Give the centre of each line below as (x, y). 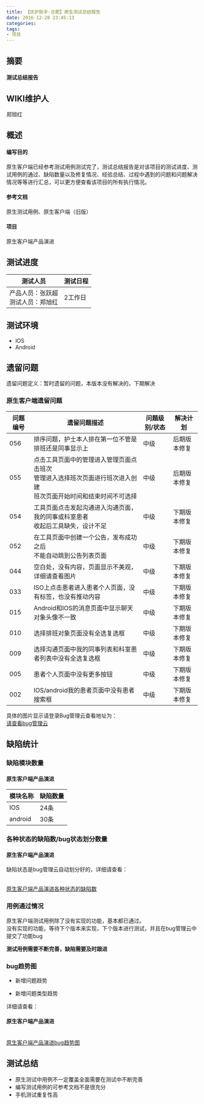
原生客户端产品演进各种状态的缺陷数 (52, 889)
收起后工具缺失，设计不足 (70, 526)
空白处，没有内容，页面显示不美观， (85, 567)
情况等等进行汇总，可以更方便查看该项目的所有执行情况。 (78, 182)
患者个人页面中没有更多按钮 (73, 674)
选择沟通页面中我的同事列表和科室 (82, 649)
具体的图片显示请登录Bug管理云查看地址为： (62, 715)
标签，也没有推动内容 (70, 596)
